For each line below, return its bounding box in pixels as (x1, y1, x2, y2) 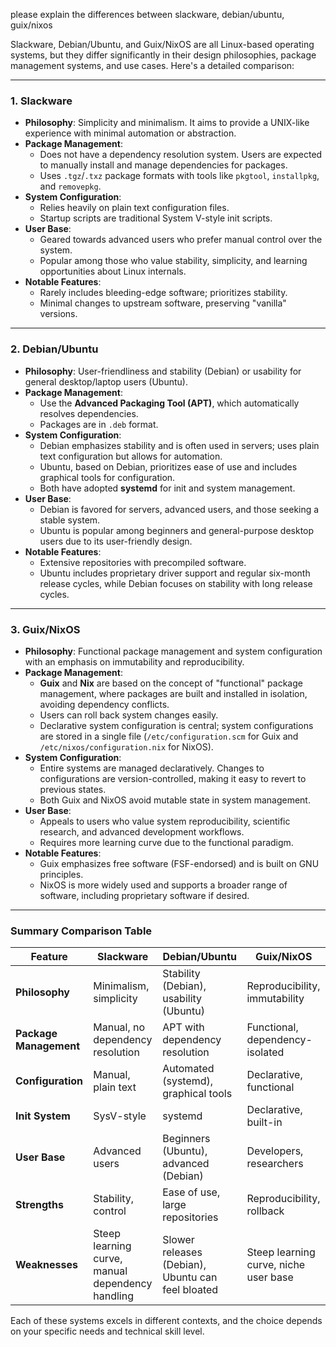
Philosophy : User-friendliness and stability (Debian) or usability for (24, 365, 302, 377)
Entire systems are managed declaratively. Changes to (39, 762, 265, 774)
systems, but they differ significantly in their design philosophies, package (10, 49, 317, 61)
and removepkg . (39, 180, 102, 193)
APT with (162, 1020, 205, 1034)
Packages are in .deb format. (39, 418, 159, 430)
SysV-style (93, 1109, 147, 1123)
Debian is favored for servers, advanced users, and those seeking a (39, 503, 320, 515)
